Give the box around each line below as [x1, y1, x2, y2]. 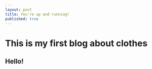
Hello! [5, 57, 24, 66]
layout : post [5, 7, 32, 12]
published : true [5, 16, 38, 21]
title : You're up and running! [5, 12, 70, 17]
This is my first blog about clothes [5, 37, 148, 49]
